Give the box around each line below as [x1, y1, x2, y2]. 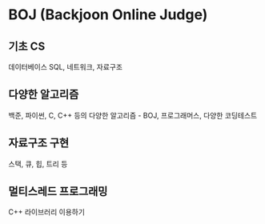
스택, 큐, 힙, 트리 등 [8, 158, 68, 169]
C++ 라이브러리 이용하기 [8, 207, 86, 217]
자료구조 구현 [8, 136, 70, 150]
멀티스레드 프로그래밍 [8, 185, 108, 198]
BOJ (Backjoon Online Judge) [8, 6, 208, 24]
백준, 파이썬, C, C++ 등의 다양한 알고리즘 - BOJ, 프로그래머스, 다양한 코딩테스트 [8, 110, 258, 120]
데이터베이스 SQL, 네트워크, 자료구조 [8, 62, 122, 71]
